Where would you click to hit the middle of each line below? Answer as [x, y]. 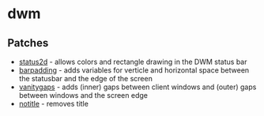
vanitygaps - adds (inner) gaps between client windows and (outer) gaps [138, 87]
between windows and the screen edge [83, 95]
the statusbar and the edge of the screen [86, 79]
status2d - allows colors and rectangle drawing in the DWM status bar [133, 62]
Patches [28, 43]
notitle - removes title [53, 104]
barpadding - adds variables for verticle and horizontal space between [134, 70]
